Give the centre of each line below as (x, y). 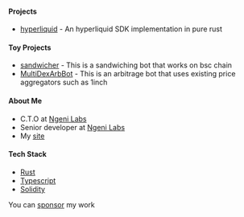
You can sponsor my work (52, 204)
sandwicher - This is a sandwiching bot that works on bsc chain (126, 65)
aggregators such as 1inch (64, 82)
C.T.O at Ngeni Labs (53, 119)
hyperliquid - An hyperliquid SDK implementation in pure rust (121, 29)
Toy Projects (30, 47)
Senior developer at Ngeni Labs (72, 127)
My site (32, 136)
